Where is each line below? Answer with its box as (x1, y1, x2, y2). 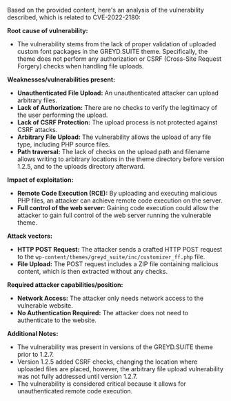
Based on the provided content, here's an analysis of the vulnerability (7, 6, 205, 14)
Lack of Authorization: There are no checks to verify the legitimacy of (17, 104, 217, 111)
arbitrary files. (17, 96, 57, 104)
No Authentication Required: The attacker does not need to (17, 309, 188, 317)
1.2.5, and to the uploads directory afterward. (17, 162, 145, 170)
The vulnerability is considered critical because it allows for (17, 380, 186, 388)
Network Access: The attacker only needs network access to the (17, 294, 204, 302)
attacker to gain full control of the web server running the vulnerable (17, 211, 212, 219)
